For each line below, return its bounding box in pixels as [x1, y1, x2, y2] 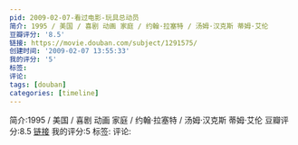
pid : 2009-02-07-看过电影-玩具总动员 [9, 13, 139, 23]
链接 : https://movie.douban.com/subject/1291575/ [9, 38, 197, 48]
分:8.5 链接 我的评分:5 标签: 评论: [9, 125, 131, 136]
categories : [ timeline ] [9, 88, 100, 97]
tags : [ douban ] [9, 80, 67, 89]
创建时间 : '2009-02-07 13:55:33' [9, 47, 130, 56]
